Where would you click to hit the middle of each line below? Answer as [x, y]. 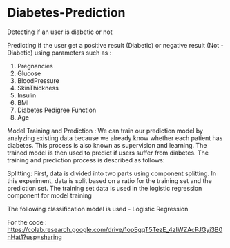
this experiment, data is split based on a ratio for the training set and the [109, 180]
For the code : [27, 222]
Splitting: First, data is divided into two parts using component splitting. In [112, 173]
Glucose [29, 73]
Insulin [27, 95]
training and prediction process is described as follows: [86, 160]
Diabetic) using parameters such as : [59, 53]
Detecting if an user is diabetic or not [60, 32]
